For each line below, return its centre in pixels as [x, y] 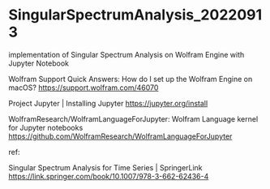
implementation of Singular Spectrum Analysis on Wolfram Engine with [126, 54]
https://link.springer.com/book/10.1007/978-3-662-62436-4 [109, 176]
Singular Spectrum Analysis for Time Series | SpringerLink [105, 167]
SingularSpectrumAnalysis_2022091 [135, 15]
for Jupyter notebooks [46, 127]
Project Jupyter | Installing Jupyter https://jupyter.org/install [108, 103]
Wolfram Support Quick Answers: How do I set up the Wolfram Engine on [131, 79]
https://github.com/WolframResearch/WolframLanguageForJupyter [120, 136]
